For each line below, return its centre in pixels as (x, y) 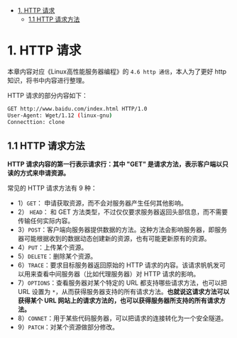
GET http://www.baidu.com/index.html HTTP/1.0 (77, 108)
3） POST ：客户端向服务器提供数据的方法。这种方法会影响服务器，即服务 (122, 230)
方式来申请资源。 (44, 173)
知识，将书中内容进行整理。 (48, 80)
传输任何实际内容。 (46, 221)
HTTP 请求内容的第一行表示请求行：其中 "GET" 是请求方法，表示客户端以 (115, 164)
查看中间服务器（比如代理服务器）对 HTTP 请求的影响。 (118, 274)
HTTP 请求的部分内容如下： (48, 95)
